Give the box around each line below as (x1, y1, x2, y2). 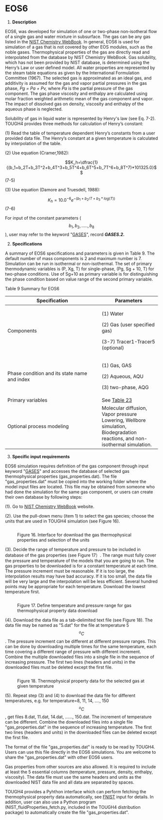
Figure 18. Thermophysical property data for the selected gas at (17, 678, 145, 684)
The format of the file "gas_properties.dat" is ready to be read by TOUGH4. (5, 744, 155, 750)
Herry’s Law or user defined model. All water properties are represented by (5, 64, 155, 71)
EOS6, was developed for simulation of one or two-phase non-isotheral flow (5, 28, 157, 34)
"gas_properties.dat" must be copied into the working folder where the (5, 479, 147, 485)
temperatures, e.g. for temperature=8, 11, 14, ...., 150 (5, 697, 109, 704)
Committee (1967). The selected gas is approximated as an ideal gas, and (5, 75, 152, 81)
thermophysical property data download (17, 608, 98, 614)
